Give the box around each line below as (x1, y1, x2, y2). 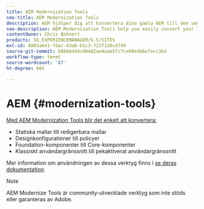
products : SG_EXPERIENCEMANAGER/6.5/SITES (6, 37, 115, 43)
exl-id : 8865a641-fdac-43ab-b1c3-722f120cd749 (6, 43, 126, 49)
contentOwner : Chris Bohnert (6, 32, 80, 38)
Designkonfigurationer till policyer (15, 134, 100, 142)
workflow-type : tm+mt (6, 54, 61, 60)
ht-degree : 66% (6, 65, 45, 71)
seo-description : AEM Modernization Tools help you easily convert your (6, 25, 194, 32)
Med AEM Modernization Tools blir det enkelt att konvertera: (6, 116, 157, 124)
